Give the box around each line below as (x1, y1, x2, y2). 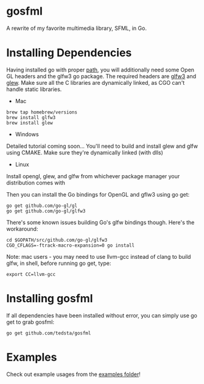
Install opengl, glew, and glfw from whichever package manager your (6, 172, 180, 179)
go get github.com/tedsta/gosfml (6, 330, 91, 336)
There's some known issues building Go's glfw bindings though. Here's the (6, 219, 195, 226)
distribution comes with (6, 179, 66, 186)
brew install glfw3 (6, 114, 56, 120)
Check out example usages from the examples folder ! (6, 371, 141, 378)
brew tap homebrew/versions (6, 109, 78, 115)
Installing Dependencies (6, 46, 132, 60)
